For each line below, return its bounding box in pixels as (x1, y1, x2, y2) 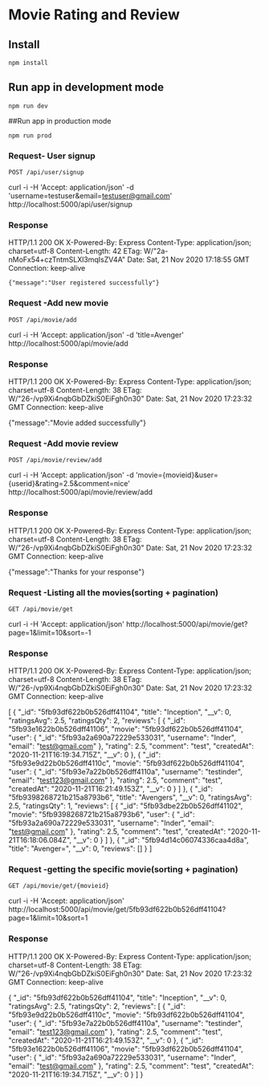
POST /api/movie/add (8, 316, 78, 324)
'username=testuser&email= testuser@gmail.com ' (8, 191, 173, 201)
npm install (8, 59, 48, 67)
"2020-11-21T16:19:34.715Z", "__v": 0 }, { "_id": (8, 750, 161, 760)
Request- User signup (8, 150, 96, 161)
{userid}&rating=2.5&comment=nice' (8, 479, 131, 488)
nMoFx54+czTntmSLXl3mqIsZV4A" (8, 255, 126, 264)
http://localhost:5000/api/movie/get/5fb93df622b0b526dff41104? (8, 905, 226, 914)
